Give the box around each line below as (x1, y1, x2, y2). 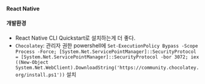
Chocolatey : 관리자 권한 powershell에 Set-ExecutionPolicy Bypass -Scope (15, 41, 198, 49)
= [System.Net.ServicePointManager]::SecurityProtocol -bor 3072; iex (15, 54, 199, 60)
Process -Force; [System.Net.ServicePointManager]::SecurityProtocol (15, 49, 197, 55)
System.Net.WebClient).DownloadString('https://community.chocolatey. (15, 65, 199, 71)
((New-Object (15, 59, 49, 65)
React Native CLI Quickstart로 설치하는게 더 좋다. (15, 34, 136, 41)
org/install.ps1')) (15, 72, 65, 78)
